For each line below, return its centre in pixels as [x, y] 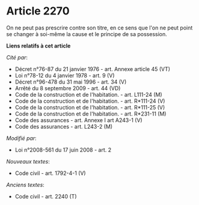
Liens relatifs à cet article [38, 46]
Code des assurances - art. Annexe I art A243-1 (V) [78, 120]
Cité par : [17, 57]
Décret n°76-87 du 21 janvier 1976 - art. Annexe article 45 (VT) [92, 69]
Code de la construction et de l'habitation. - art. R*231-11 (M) [90, 114]
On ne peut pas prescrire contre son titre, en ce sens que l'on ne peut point [99, 28]
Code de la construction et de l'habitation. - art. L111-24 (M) [88, 94]
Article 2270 [38, 11]
